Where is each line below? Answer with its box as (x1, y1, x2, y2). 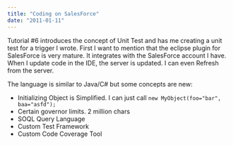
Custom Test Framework (17, 122, 90, 130)
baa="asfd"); (17, 101, 56, 108)
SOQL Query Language (17, 114, 86, 123)
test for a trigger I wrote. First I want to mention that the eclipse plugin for (7, 44, 221, 52)
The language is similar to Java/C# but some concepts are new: (7, 80, 193, 88)
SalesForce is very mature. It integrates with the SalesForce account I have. (7, 51, 227, 60)
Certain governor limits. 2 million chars (17, 107, 131, 115)
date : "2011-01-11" (7, 17, 65, 24)
